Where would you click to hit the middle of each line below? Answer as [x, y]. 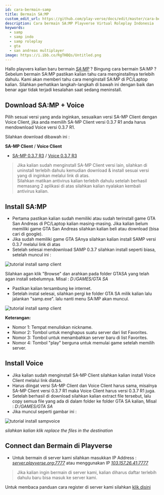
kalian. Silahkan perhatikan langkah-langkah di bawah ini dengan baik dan [80, 85]
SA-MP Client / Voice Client [33, 146]
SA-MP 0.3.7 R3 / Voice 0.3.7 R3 [44, 156]
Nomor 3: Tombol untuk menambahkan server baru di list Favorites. [80, 337]
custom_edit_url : [23, 19]
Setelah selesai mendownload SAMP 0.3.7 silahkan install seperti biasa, [84, 249]
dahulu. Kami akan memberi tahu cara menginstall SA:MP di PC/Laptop [76, 79]
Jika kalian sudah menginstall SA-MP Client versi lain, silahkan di [82, 165]
